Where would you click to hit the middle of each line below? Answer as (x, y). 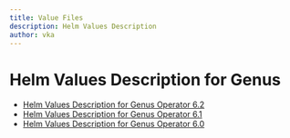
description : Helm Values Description (83, 26)
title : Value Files (47, 18)
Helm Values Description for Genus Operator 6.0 (114, 124)
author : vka (32, 34)
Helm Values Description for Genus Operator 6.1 (112, 114)
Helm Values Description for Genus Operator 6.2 (114, 104)
